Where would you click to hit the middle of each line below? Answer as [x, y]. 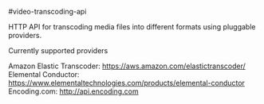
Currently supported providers [58, 50]
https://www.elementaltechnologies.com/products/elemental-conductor [127, 83]
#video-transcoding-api [47, 12]
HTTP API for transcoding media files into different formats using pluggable [132, 27]
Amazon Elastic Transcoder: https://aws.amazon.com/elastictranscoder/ [127, 66]
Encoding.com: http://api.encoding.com [73, 91]
